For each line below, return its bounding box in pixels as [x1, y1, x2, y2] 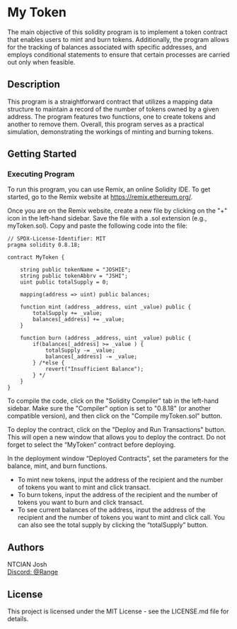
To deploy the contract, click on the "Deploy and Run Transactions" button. [7, 425, 226, 434]
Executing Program [7, 169, 75, 179]
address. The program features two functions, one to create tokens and [7, 112, 216, 121]
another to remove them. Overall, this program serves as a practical [7, 120, 204, 128]
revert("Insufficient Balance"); [45, 366, 144, 373]
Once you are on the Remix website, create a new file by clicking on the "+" [7, 206, 228, 215]
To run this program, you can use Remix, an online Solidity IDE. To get [7, 185, 211, 194]
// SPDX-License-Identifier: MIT [7, 235, 106, 243]
